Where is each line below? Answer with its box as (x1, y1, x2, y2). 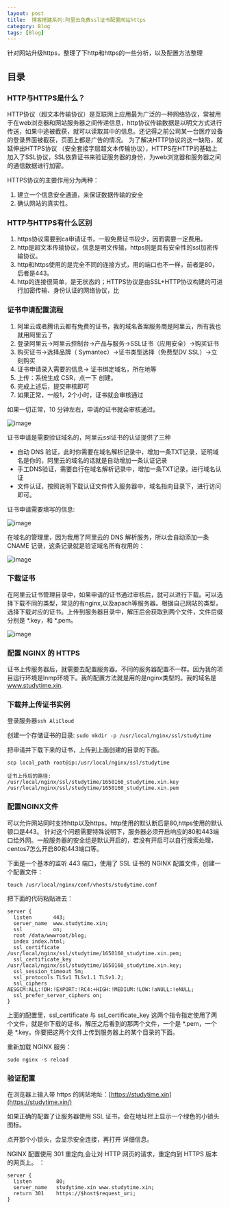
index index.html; (13, 937, 66, 945)
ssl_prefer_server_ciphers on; (13, 992, 103, 998)
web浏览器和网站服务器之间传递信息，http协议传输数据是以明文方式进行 (18, 118, 222, 127)
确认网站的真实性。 (16, 199, 72, 207)
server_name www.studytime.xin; (13, 920, 109, 926)
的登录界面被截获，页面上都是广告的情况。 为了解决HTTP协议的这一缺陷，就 (7, 135, 223, 144)
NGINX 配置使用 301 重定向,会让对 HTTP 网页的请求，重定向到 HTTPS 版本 (7, 1150, 218, 1158)
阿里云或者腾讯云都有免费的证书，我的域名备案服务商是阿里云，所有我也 (16, 322, 221, 330)
